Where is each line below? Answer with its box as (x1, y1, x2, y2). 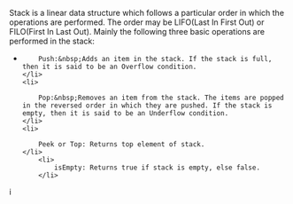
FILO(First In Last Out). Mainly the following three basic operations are (9, 27, 266, 36)
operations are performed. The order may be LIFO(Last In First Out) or (9, 17, 265, 27)
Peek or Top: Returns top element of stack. (38, 140, 205, 149)
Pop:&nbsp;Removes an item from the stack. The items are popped (38, 93, 285, 102)
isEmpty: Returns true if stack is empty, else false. (54, 163, 261, 172)
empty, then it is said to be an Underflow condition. (21, 109, 229, 118)
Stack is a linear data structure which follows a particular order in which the (9, 8, 285, 18)
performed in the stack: (9, 35, 95, 46)
